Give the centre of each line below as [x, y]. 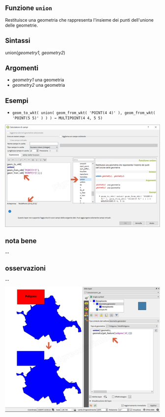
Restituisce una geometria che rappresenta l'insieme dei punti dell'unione [79, 20]
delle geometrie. [22, 25]
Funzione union [29, 8]
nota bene [21, 241]
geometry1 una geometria [38, 80]
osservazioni [25, 268]
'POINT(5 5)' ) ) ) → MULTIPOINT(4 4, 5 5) [57, 118]
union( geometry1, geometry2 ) [35, 52]
